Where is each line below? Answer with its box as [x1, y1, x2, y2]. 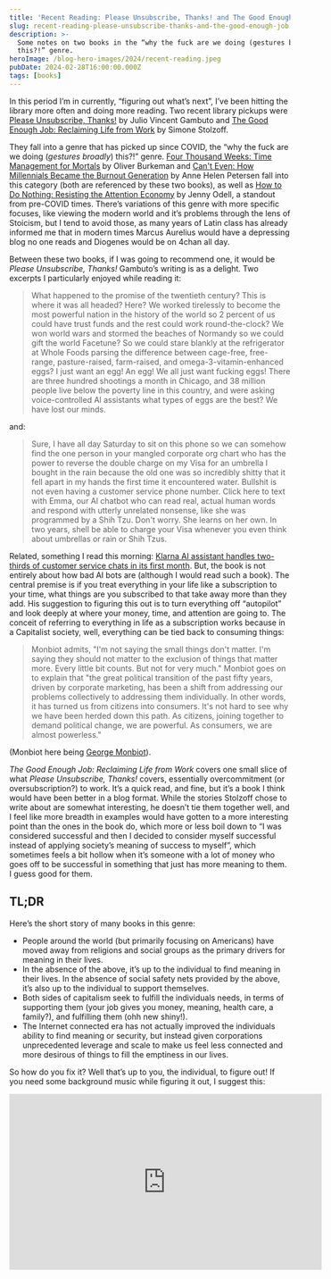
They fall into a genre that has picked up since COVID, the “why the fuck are [9, 141, 289, 152]
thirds [9, 560, 31, 571]
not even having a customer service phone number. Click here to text [30, 486, 285, 497]
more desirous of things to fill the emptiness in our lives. [21, 1049, 229, 1059]
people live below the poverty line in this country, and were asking [30, 385, 275, 396]
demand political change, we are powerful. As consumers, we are [30, 720, 273, 731]
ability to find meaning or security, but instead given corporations [21, 1030, 263, 1041]
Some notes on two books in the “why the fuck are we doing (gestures [17, 38, 285, 47]
